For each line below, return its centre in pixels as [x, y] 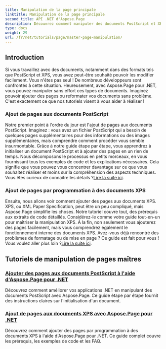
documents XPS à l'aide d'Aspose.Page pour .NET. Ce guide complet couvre [83, 336]
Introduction [25, 58]
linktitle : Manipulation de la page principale [55, 14]
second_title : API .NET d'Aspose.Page [45, 19]
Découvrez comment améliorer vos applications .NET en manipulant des [79, 290]
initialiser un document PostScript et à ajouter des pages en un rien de [77, 151]
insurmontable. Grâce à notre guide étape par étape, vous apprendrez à [78, 146]
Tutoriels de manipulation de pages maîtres [73, 259]
